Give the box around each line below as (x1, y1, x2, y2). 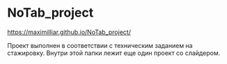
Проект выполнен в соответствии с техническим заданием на (7, 41, 193, 49)
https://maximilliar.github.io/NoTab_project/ (7, 28, 131, 36)
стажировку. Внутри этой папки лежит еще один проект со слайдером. (7, 49, 221, 57)
